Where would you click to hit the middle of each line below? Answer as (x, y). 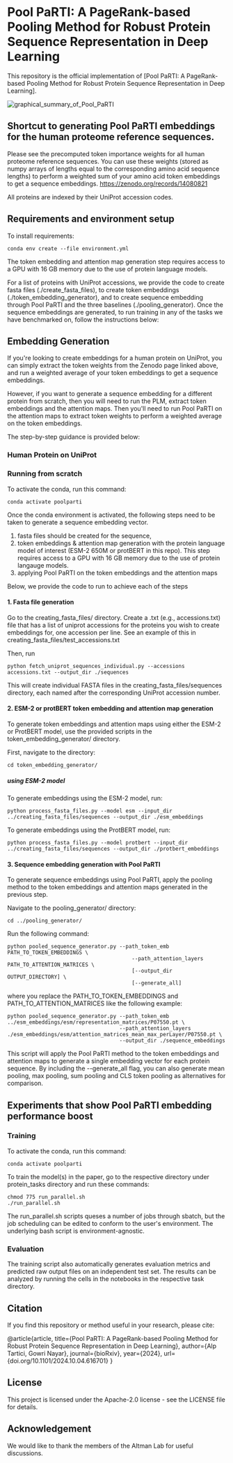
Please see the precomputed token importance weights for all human (106, 153)
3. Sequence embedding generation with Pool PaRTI (84, 864)
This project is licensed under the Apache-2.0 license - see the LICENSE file (116, 1400)
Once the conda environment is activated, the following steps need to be (111, 515)
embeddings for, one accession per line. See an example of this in (102, 632)
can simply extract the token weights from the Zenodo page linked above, (113, 365)
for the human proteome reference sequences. (111, 137)
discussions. (25, 1453)
